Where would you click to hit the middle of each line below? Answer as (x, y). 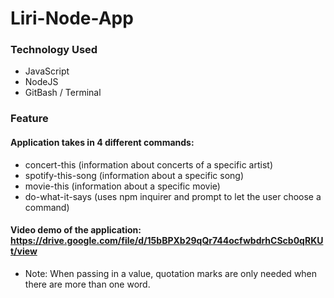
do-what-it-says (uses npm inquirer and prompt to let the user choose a (173, 196)
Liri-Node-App (72, 18)
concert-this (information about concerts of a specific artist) (148, 164)
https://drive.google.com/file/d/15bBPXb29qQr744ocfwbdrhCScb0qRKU (167, 241)
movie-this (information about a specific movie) (122, 186)
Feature (29, 119)
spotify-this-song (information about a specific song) (134, 175)
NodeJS (41, 82)
